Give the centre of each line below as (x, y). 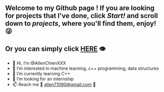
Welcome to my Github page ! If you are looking (80, 8)
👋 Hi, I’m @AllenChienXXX (39, 63)
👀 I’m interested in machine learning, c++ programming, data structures (85, 68)
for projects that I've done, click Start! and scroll (82, 16)
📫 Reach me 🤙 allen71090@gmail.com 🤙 (54, 85)
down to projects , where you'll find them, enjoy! (81, 23)
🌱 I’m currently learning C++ (41, 74)
